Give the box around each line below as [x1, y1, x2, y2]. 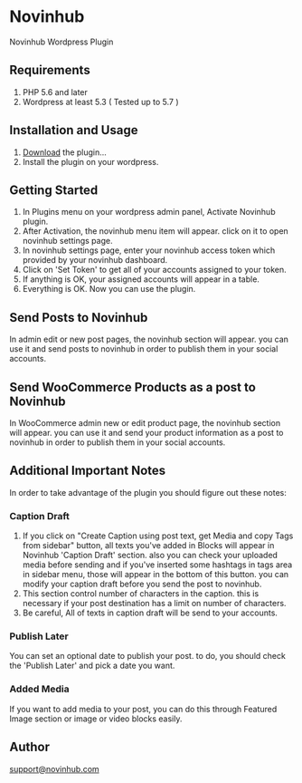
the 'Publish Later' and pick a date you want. [9, 660, 175, 672]
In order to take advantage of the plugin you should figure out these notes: [9, 487, 288, 498]
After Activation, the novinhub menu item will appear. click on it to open [22, 226, 289, 237]
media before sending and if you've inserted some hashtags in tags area [22, 559, 293, 570]
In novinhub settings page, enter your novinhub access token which [22, 245, 276, 256]
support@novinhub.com [9, 763, 99, 774]
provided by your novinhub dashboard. [22, 255, 168, 266]
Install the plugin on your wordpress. [22, 156, 159, 167]
